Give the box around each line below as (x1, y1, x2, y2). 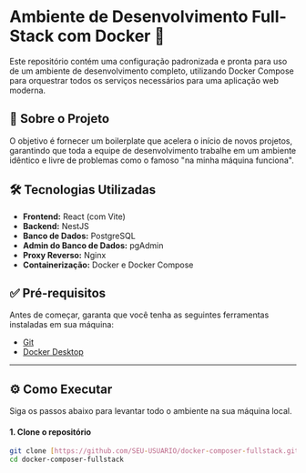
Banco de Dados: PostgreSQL (22, 230, 137, 241)
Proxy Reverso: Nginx (22, 249, 107, 260)
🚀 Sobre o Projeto (9, 111, 110, 126)
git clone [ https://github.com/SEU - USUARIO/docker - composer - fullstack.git (9, 447, 300, 456)
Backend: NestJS (22, 220, 89, 231)
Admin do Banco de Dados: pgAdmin (22, 239, 164, 251)
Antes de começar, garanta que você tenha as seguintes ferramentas (9, 309, 270, 320)
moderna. (9, 85, 46, 96)
